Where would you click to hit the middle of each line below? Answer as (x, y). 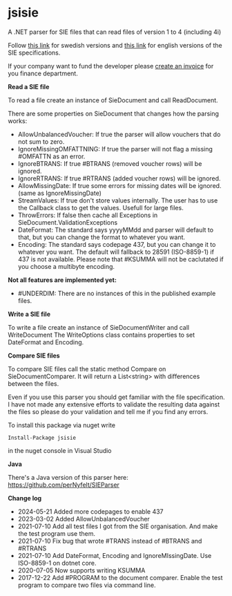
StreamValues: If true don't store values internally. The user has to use (118, 200)
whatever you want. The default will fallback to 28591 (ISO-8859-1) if (116, 252)
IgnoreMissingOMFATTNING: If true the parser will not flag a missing (115, 149)
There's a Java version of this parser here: (68, 477)
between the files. (33, 383)
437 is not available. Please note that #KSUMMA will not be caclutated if (120, 259)
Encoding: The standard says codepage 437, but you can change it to (117, 244)
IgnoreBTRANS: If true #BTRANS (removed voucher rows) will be (110, 163)
